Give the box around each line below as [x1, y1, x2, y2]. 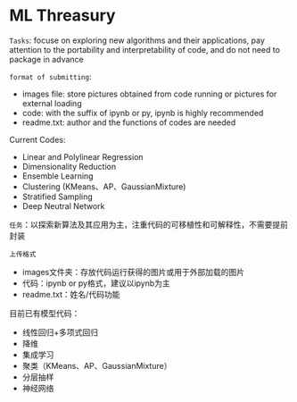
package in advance [9, 54, 84, 64]
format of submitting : [9, 71, 92, 81]
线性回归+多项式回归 [21, 327, 99, 338]
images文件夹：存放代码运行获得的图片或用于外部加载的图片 [21, 266, 245, 277]
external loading [21, 97, 82, 108]
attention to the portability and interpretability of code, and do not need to [9, 44, 281, 54]
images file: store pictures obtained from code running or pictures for [21, 88, 277, 99]
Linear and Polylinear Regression [21, 151, 144, 162]
